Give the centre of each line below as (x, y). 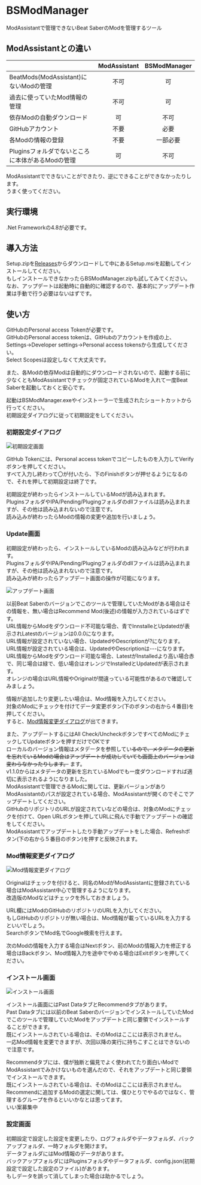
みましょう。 (22, 686)
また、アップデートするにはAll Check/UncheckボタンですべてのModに (93, 734)
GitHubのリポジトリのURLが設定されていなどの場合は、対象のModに (91, 809)
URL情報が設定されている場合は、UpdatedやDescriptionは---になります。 (97, 649)
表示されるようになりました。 (53, 779)
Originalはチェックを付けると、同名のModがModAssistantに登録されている (98, 883)
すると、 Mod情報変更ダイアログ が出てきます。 (64, 721)
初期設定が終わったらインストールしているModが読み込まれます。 (87, 494)
